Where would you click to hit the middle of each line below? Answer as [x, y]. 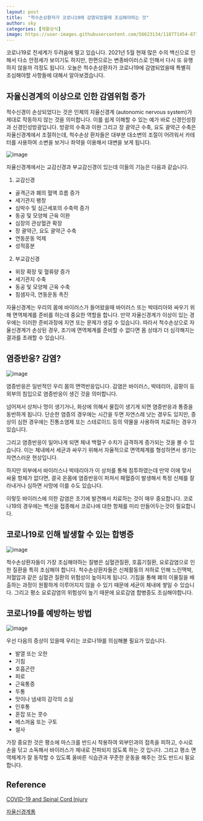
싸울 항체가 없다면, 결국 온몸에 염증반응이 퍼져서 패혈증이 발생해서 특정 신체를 [97, 478]
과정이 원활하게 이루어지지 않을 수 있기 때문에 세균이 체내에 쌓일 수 [100, 585]
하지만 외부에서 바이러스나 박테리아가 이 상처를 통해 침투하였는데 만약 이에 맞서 [99, 470]
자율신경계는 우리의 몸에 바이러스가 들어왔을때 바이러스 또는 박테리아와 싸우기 [98, 307]
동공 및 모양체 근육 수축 [43, 286]
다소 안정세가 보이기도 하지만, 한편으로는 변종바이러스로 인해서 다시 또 [100, 60]
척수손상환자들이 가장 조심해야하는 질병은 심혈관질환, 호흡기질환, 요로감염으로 [98, 562]
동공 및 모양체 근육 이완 [43, 215]
